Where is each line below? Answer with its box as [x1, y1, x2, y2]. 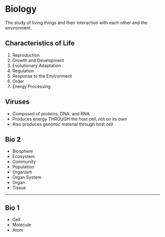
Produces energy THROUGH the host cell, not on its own [12, 116, 127, 122]
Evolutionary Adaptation [12, 62, 61, 68]
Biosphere [12, 148, 33, 154]
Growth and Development [12, 57, 64, 63]
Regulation [12, 68, 34, 74]
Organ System [12, 174, 42, 180]
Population [12, 164, 34, 170]
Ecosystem [12, 154, 35, 159]
